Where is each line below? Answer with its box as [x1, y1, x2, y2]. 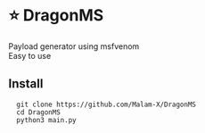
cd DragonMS [16, 107, 61, 117]
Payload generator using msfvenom [8, 40, 140, 52]
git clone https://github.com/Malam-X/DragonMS [16, 100, 197, 109]
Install [8, 76, 44, 92]
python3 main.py [16, 115, 77, 124]
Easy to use [8, 50, 52, 61]
